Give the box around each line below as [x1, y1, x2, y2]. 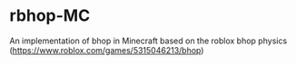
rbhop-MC [9, 5, 91, 26]
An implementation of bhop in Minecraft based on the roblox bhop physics [9, 35, 288, 46]
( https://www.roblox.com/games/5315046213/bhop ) [9, 44, 204, 55]
